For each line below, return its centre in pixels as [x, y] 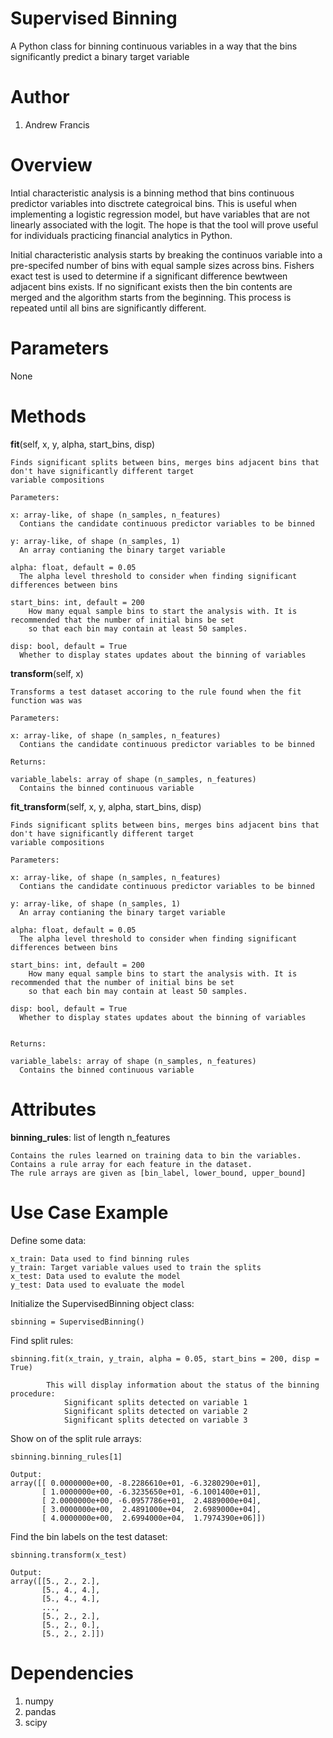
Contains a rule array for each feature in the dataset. [131, 1164]
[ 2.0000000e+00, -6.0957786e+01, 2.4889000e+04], [151, 1500]
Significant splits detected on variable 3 [155, 1420]
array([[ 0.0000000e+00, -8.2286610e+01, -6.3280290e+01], [136, 1483]
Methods [48, 416]
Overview [51, 165]
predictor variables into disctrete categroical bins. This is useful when [154, 203]
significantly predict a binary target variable [100, 56]
